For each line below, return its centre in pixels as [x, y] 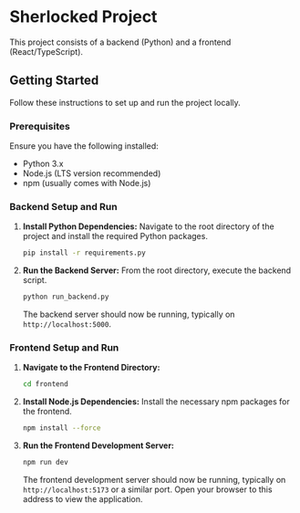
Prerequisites [40, 126]
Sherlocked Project [83, 17]
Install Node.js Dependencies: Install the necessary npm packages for [156, 402]
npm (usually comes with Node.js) [87, 183]
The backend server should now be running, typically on [129, 314]
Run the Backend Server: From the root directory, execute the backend [157, 270]
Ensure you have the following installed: [84, 146]
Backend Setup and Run [63, 206]
